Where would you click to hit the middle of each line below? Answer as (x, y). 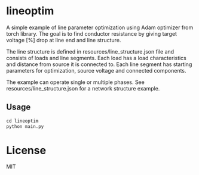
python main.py (25, 126)
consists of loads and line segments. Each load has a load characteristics (96, 58)
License (26, 150)
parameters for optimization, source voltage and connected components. (96, 70)
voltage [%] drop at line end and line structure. (64, 40)
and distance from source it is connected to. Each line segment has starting (99, 64)
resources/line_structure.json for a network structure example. (83, 88)
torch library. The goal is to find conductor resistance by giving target (92, 33)
